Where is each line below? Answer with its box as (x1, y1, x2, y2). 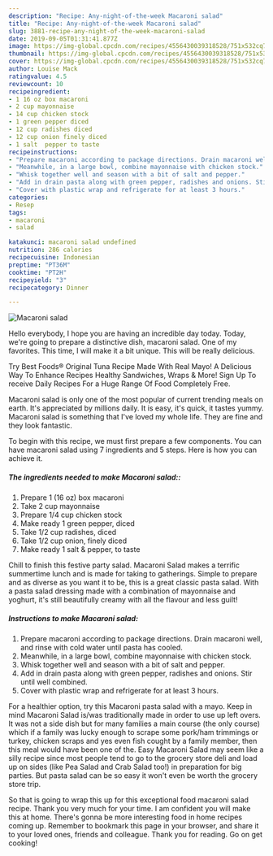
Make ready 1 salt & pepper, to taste (19, 545, 141, 554)
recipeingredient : (8, 87, 71, 96)
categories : (8, 193, 49, 202)
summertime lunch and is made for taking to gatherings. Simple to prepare (8, 569, 258, 579)
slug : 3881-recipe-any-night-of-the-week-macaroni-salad (8, 27, 206, 35)
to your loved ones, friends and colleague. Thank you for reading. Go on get (8, 830, 262, 840)
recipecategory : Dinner (8, 284, 89, 292)
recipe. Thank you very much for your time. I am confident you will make (8, 804, 251, 814)
